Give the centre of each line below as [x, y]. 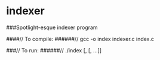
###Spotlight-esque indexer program [52, 27]
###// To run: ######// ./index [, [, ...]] [54, 50]
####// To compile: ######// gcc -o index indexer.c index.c [80, 39]
